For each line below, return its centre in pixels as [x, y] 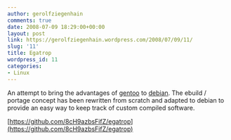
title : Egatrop [29, 53]
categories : [25, 66]
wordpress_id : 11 [33, 60]
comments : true [29, 20]
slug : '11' [23, 46]
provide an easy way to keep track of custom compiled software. [101, 108]
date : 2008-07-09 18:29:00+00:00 [56, 27]
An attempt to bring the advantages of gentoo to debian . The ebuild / [107, 93]
